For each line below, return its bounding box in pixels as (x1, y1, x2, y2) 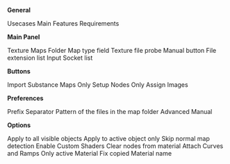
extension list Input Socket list (7, 54, 93, 62)
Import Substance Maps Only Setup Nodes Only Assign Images (7, 81, 189, 89)
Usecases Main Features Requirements (7, 19, 120, 27)
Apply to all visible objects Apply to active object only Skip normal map (7, 135, 211, 142)
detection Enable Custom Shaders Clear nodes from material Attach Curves (7, 142, 224, 150)
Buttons (7, 67, 31, 75)
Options (7, 121, 31, 129)
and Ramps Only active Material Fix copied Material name (7, 149, 172, 157)
